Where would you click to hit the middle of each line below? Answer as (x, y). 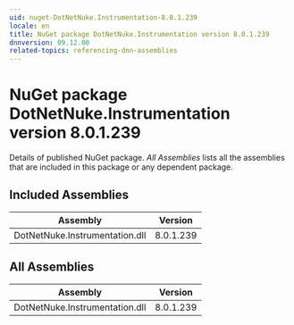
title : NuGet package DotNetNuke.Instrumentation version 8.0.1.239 (139, 34)
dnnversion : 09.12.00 (50, 42)
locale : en (29, 26)
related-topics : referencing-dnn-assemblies (93, 51)
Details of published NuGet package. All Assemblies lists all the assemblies (147, 158)
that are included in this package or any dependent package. (122, 167)
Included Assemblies (69, 195)
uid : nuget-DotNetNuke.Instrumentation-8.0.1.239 (104, 17)
